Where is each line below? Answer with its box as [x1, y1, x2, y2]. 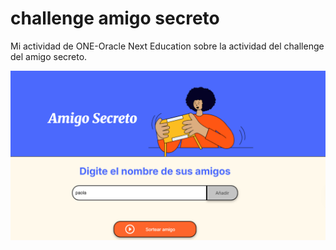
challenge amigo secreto [10, 7, 220, 30]
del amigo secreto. [10, 50, 88, 62]
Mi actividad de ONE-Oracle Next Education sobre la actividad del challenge [10, 40, 325, 52]
